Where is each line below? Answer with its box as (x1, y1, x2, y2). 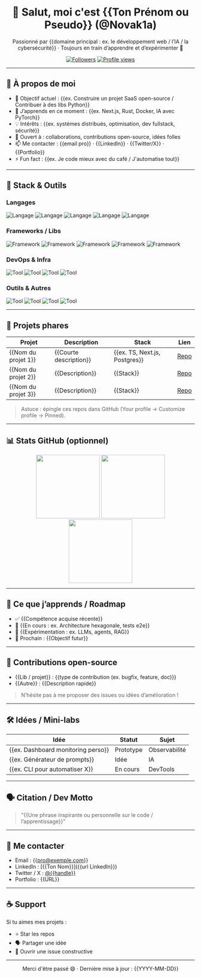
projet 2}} (9, 373, 36, 382)
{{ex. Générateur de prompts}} (9, 755, 95, 764)
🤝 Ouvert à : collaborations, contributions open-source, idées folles (14, 133, 181, 140)
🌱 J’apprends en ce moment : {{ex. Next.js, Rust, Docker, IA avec (14, 107, 175, 114)
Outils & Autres (6, 284, 51, 292)
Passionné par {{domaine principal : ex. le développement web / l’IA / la (12, 38, 189, 45)
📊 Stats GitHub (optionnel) (6, 435, 109, 446)
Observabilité (148, 746, 187, 754)
